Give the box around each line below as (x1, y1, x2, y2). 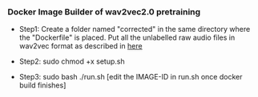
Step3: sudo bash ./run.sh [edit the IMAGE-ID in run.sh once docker (18, 72, 243, 82)
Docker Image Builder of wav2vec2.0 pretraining (7, 6, 201, 17)
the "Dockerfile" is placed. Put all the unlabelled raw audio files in (18, 33, 236, 42)
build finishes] (18, 80, 67, 90)
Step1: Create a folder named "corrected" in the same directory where (18, 25, 251, 34)
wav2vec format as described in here (18, 41, 143, 51)
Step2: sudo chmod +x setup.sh (18, 56, 125, 66)
